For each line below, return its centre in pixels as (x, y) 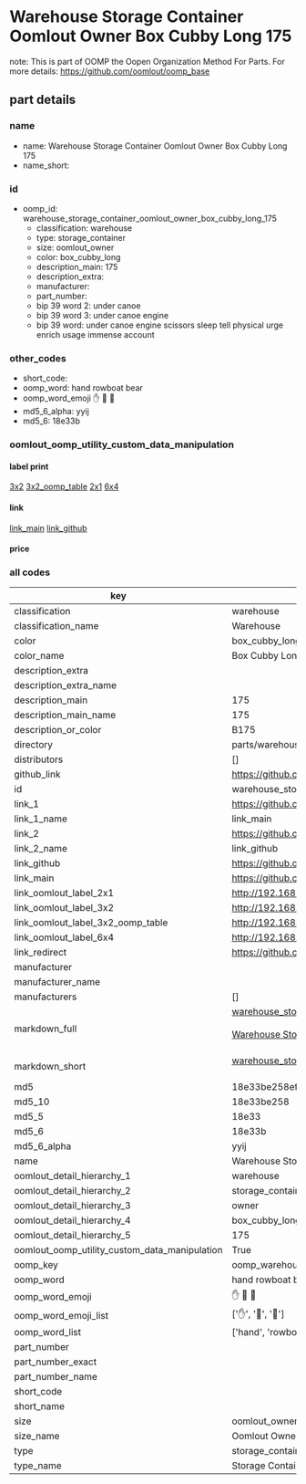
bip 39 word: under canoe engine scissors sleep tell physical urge (160, 325)
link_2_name (41, 849)
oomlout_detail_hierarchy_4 (72, 1220)
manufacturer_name (57, 982)
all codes (30, 572)
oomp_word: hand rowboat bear (83, 388)
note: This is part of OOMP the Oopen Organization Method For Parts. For (147, 61)
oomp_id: (40, 208)
